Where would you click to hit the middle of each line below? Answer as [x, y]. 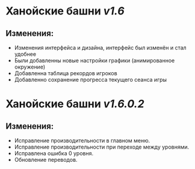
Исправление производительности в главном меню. [82, 140]
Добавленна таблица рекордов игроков [66, 73]
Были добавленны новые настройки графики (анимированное [94, 60]
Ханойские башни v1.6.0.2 [75, 104]
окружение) [30, 67]
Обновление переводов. [46, 160]
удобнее [25, 54]
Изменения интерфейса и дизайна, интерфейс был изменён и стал [101, 48]
